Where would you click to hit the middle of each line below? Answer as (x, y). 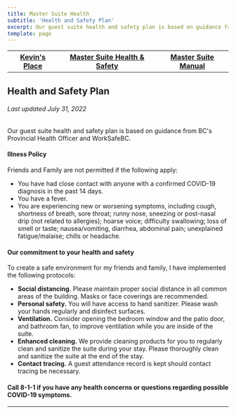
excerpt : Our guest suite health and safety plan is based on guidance (114, 27)
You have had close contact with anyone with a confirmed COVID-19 (116, 184)
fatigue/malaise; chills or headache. (69, 236)
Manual (192, 66)
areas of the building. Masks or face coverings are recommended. (113, 296)
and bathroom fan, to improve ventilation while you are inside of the (115, 326)
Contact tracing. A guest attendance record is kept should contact (114, 364)
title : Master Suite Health (48, 14)
